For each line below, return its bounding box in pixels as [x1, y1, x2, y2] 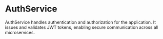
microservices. [5, 29, 35, 35]
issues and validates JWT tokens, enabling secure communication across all [5, 24, 159, 30]
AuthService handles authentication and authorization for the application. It [5, 19, 156, 25]
